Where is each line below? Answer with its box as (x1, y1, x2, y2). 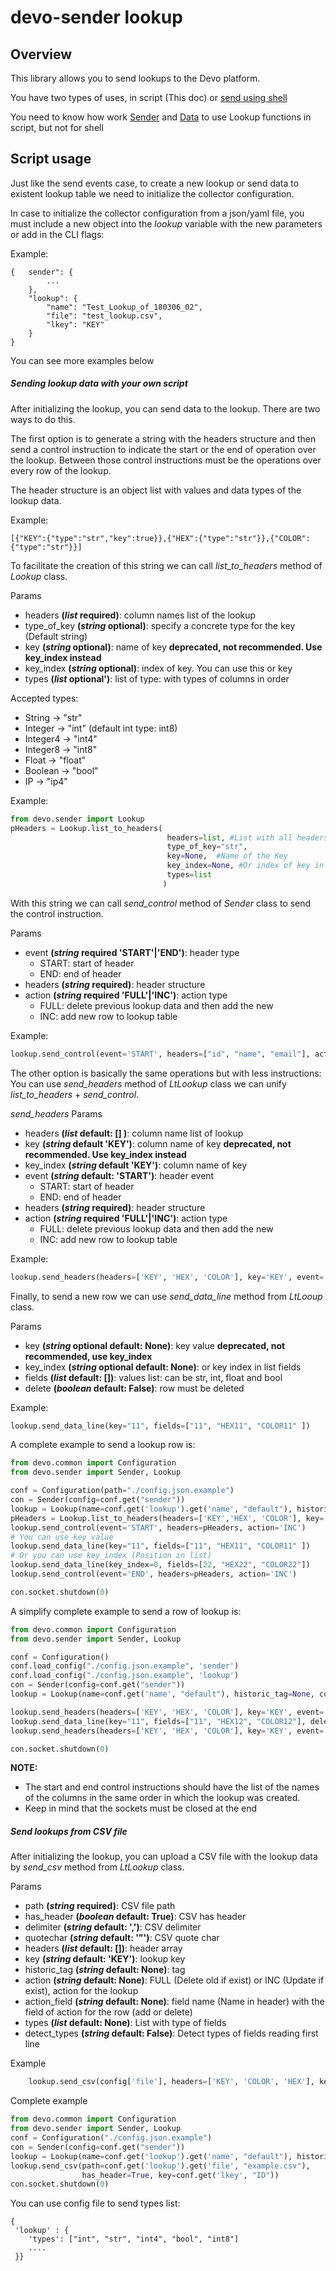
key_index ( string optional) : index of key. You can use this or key (24, 662, 293, 674)
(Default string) (24, 630, 88, 642)
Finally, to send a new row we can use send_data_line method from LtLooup (10, 1290, 323, 1302)
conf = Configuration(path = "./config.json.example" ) (10, 1486, 235, 1496)
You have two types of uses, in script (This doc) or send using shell (10, 92, 288, 103)
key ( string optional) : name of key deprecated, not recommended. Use (24, 641, 323, 653)
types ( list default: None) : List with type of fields (24, 2017, 227, 2029)
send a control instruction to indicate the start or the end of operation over (10, 443, 317, 455)
